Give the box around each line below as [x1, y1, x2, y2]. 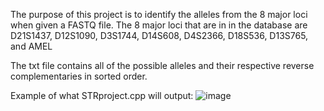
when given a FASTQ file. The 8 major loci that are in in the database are [10, 19, 308, 31]
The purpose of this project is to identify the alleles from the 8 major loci [10, 9, 308, 20]
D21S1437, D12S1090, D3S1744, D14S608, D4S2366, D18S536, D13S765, [10, 30, 309, 41]
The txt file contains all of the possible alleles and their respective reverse [10, 60, 315, 71]
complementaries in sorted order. [10, 70, 148, 82]
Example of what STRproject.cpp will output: [10, 90, 194, 101]
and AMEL [10, 40, 53, 52]
